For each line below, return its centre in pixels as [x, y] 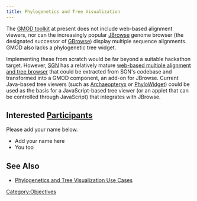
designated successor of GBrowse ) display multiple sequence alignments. [96, 41]
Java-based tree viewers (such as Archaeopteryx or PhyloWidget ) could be [98, 84]
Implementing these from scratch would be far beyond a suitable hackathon [98, 59]
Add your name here [40, 141]
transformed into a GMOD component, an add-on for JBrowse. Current [92, 78]
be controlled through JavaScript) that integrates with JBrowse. [83, 97]
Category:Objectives [31, 192]
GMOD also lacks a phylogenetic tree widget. [61, 47]
